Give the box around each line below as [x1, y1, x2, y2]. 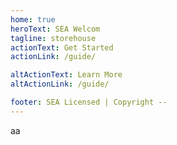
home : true [10, 14, 56, 25]
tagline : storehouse [10, 33, 97, 43]
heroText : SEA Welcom [10, 24, 101, 34]
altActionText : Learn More [10, 70, 123, 80]
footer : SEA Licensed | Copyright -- [10, 97, 168, 107]
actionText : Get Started [10, 42, 114, 53]
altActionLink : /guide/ [10, 79, 110, 90]
